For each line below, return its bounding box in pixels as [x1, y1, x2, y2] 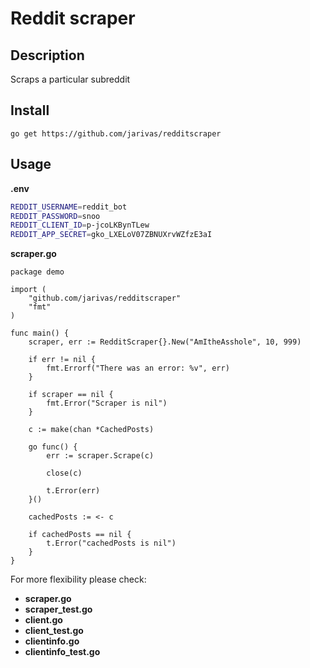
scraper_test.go [24, 603, 93, 616]
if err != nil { [28, 355, 97, 365]
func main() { [10, 328, 70, 339]
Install [10, 102, 50, 119]
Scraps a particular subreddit [10, 73, 131, 85]
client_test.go [24, 625, 84, 637]
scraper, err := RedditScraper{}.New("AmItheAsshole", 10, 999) [28, 337, 302, 347]
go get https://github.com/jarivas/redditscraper [10, 128, 222, 139]
